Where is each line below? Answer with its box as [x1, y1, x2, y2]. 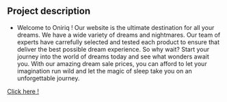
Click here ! [7, 87, 40, 95]
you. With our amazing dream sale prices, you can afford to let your [16, 59, 207, 67]
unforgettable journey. [16, 74, 80, 82]
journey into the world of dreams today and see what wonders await [16, 52, 210, 61]
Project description [7, 5, 91, 17]
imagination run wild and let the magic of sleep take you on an [16, 67, 193, 75]
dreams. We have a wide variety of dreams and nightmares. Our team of [16, 31, 221, 39]
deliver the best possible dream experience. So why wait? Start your [16, 45, 210, 53]
